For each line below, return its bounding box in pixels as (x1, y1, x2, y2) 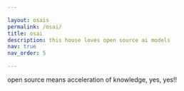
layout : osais (7, 16, 50, 23)
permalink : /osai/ (7, 23, 62, 31)
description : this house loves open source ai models (7, 36, 171, 43)
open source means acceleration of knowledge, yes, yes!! (7, 75, 178, 84)
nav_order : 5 (7, 50, 46, 57)
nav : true (7, 43, 37, 50)
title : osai (7, 30, 43, 37)
